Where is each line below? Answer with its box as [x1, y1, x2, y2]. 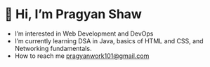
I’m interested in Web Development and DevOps [14, 29, 154, 38]
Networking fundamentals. [14, 44, 92, 52]
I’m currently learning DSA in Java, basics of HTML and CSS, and [14, 36, 204, 45]
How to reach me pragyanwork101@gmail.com [14, 52, 150, 60]
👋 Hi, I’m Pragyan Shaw [4, 6, 143, 22]
